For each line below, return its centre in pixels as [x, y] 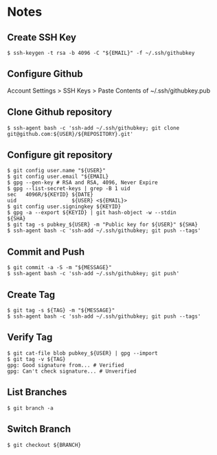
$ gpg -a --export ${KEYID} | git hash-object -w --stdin [92, 213]
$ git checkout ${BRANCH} [44, 445]
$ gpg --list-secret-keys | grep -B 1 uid [69, 189]
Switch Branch [39, 429]
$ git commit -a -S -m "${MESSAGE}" [59, 268]
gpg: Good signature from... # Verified [66, 365]
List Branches [37, 392]
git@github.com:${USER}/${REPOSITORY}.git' [70, 134]
